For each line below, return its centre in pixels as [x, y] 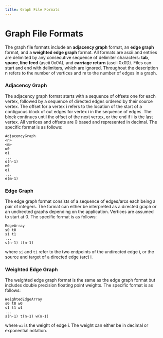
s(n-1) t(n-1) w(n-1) [27, 317]
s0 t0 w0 [14, 304]
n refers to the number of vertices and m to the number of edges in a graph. [81, 73]
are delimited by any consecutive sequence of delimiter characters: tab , [77, 57]
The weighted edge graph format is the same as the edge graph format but [80, 280]
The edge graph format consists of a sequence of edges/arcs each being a [80, 201]
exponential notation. [26, 331]
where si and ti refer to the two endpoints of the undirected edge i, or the [80, 252]
